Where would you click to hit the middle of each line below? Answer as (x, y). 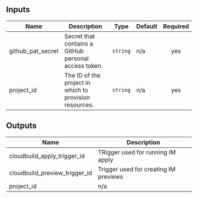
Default (147, 26)
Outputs (22, 126)
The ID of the (82, 75)
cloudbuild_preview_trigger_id (51, 173)
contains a (79, 44)
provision (77, 97)
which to (76, 90)
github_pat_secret (34, 51)
